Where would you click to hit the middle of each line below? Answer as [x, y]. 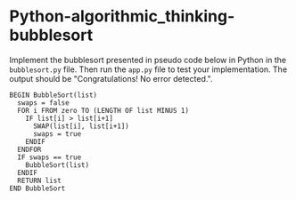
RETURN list [40, 180]
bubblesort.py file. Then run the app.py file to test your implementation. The [148, 69]
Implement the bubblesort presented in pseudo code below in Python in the [148, 60]
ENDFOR [29, 149]
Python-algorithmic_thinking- [122, 16]
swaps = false [43, 103]
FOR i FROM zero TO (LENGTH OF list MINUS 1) [103, 110]
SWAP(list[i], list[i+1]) [81, 126]
